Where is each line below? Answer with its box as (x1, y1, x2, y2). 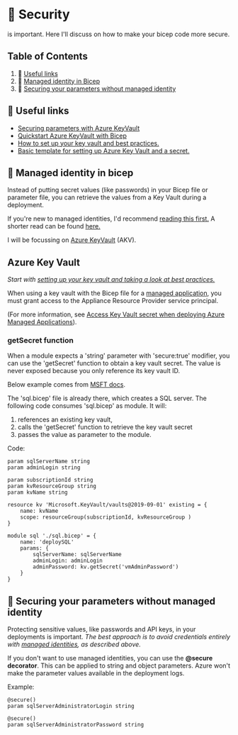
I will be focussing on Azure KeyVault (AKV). (7, 236, 137, 244)
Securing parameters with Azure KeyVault (17, 123, 140, 132)
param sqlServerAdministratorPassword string (7, 722, 144, 729)
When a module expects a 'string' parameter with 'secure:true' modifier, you (7, 351, 230, 360)
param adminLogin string (7, 464, 81, 471)
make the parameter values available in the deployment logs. (7, 669, 185, 678)
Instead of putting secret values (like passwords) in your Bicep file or (7, 186, 208, 194)
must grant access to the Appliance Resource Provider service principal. (7, 297, 219, 305)
